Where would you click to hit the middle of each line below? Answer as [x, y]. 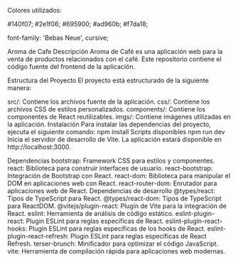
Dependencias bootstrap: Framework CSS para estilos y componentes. [111, 160]
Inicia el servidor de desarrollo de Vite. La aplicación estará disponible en [115, 139]
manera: [20, 88]
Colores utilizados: [34, 10]
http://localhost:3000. [39, 147]
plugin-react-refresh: [38, 236]
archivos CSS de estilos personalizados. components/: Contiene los [107, 109]
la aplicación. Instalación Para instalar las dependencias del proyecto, [109, 124]
